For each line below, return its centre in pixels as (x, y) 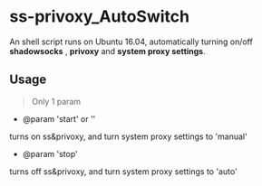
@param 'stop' (50, 153)
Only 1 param (56, 101)
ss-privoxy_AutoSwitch (100, 17)
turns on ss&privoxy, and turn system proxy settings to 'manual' (128, 136)
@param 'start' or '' (59, 118)
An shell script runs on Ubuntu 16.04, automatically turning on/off (131, 42)
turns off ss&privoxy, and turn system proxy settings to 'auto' (123, 171)
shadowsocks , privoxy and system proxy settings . (107, 51)
